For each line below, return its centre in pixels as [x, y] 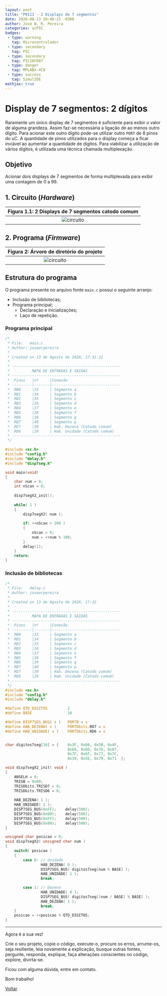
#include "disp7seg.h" [29, 463]
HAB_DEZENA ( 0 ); [59, 865]
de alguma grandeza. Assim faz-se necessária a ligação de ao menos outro [83, 128]
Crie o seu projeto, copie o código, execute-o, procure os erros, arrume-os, [83, 944]
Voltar [11, 989]
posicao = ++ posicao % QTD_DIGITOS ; [52, 915]
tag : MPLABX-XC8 [29, 70]
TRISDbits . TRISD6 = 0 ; [38, 791]
